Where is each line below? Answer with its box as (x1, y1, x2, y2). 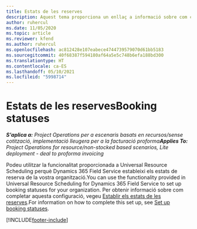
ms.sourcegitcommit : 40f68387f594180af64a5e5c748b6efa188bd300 (6, 52, 164, 58)
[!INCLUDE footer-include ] (6, 217, 69, 224)
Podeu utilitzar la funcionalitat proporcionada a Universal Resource (6, 161, 168, 169)
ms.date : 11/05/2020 (6, 25, 57, 31)
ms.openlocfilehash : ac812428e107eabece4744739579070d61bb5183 (6, 47, 164, 53)
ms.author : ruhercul (6, 42, 57, 48)
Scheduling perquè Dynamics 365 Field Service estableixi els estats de (6, 168, 178, 175)
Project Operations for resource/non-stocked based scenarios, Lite (6, 144, 169, 151)
